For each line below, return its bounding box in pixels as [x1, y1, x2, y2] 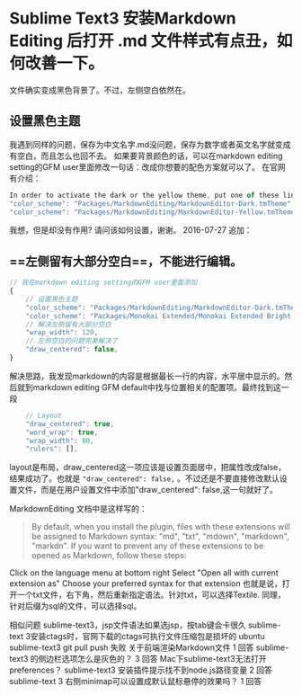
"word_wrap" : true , [25, 428, 99, 437]
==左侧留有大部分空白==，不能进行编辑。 [9, 254, 243, 269]
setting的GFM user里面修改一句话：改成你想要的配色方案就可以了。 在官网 [9, 161, 286, 172]
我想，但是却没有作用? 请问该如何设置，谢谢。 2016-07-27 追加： [9, 225, 253, 236]
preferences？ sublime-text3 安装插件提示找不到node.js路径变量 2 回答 [9, 664, 272, 675]
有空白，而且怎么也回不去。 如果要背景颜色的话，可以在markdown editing [9, 150, 283, 161]
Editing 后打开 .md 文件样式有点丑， [9, 31, 277, 51]
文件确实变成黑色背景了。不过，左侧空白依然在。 [9, 85, 191, 95]
